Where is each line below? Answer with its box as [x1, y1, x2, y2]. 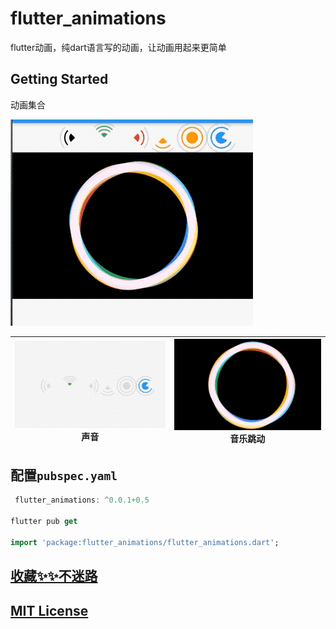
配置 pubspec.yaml [10, 467, 118, 484]
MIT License [10, 602, 89, 619]
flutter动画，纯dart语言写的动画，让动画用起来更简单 [10, 41, 227, 53]
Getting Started [10, 71, 109, 88]
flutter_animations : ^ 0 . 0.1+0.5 [14, 495, 150, 506]
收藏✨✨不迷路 [10, 568, 98, 585]
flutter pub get [10, 517, 78, 527]
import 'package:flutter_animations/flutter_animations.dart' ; [10, 537, 280, 547]
